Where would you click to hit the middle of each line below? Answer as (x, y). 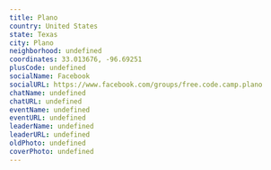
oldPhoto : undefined (48, 143)
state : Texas (34, 34)
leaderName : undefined (52, 127)
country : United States (54, 26)
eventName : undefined (50, 110)
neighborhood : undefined (56, 51)
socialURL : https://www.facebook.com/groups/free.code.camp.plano (136, 85)
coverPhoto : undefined (52, 151)
